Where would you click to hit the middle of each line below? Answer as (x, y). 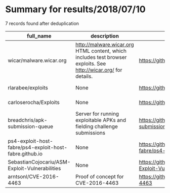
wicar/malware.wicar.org (37, 60)
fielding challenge (97, 126)
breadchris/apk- (28, 120)
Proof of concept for (100, 176)
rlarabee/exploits (28, 87)
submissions (90, 133)
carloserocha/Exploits (34, 102)
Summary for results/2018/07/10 (75, 9)
